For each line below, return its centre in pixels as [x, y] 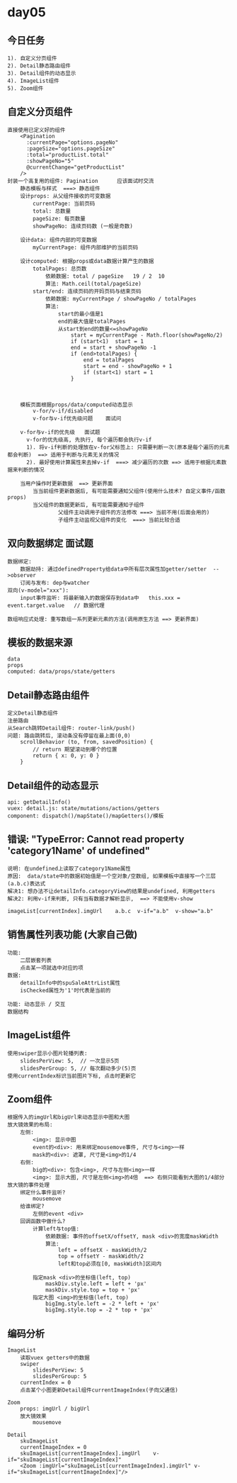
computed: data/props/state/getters [61, 672]
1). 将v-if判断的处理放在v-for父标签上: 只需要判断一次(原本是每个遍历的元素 [128, 447]
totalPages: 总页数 [60, 269]
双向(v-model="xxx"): [38, 590]
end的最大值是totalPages [92, 321]
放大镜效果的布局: [30, 1125]
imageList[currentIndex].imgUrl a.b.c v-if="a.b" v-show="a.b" [110, 911]
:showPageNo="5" [50, 161]
